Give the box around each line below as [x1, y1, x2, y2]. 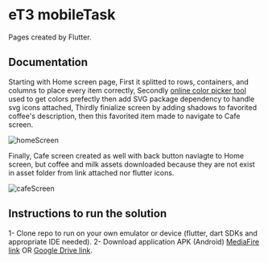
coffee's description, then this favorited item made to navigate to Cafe [8, 111, 241, 121]
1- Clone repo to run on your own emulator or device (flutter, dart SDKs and [8, 228, 258, 238]
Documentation [8, 55, 89, 69]
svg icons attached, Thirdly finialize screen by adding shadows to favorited [8, 102, 258, 112]
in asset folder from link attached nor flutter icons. [8, 167, 175, 178]
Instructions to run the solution [8, 207, 167, 220]
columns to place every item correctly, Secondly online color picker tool [8, 85, 247, 95]
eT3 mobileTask [8, 6, 116, 24]
